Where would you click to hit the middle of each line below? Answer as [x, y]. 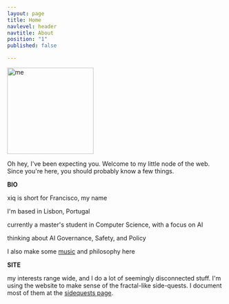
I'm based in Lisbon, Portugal [49, 211]
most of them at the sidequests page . [60, 293]
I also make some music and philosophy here [71, 251]
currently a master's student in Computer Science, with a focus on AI [105, 225]
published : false [32, 46]
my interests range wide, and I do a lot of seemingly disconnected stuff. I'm [114, 278]
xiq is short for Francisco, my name [57, 198]
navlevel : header [32, 26]
